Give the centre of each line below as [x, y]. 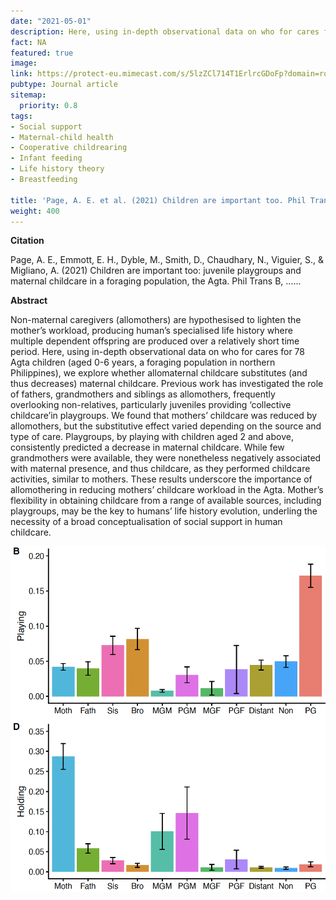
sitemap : [28, 95]
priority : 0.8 [48, 105]
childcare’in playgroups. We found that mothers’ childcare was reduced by [164, 416]
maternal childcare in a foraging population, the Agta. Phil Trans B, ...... [156, 281]
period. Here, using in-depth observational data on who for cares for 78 [157, 352]
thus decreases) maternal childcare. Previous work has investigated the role [167, 384]
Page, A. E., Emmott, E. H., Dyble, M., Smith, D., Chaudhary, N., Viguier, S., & [167, 260]
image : [24, 63]
